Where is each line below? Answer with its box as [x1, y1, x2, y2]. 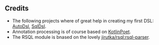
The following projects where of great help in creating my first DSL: [12, 17, 154, 24]
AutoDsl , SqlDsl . [12, 23, 47, 29]
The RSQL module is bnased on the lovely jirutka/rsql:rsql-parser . [12, 34, 150, 40]
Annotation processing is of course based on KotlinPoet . [12, 28, 131, 35]
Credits [5, 4, 29, 13]
